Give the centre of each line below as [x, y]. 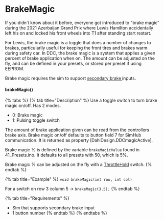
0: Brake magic [27, 115]
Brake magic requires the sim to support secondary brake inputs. [70, 78]
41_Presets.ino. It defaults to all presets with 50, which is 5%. [67, 155]
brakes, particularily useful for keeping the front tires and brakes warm [76, 48]
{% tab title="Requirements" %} [37, 198]
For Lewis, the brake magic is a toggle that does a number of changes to [78, 42]
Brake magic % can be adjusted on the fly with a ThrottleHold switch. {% [79, 165]
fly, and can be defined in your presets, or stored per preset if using [73, 63]
